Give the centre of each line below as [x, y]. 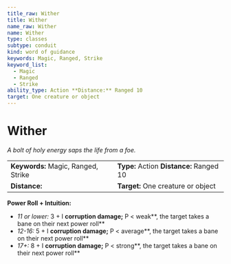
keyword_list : [27, 65]
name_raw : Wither [32, 26]
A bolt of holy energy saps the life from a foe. [71, 150]
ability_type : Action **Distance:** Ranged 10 [75, 90]
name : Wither [26, 33]
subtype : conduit [32, 45]
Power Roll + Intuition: [39, 203]
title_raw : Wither [33, 13]
